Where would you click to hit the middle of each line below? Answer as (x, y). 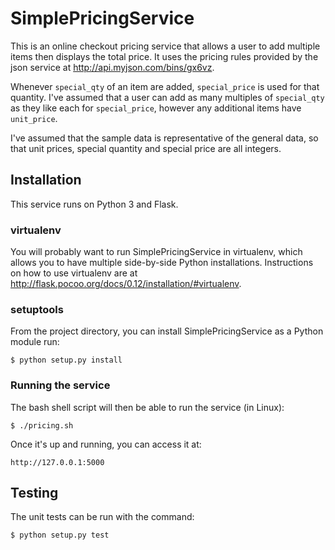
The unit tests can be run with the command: (102, 517)
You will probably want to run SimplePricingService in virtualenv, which (156, 252)
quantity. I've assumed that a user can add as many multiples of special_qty (167, 97)
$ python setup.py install (66, 360)
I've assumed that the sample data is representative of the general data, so (164, 138)
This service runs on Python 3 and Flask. (94, 204)
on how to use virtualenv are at (74, 273)
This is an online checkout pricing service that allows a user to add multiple (165, 46)
